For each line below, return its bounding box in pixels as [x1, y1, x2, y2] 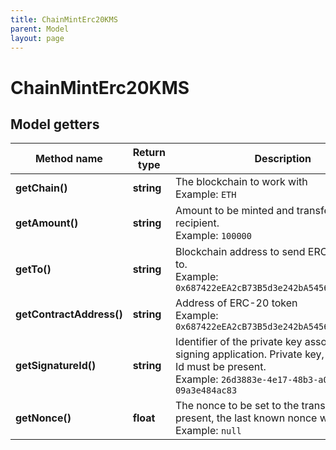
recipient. [174, 216, 220, 230]
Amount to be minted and [174, 204, 295, 218]
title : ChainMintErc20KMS [10, 14, 118, 25]
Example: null [174, 424, 242, 438]
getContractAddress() [15, 307, 123, 321]
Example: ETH [174, 187, 237, 201]
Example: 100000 [174, 229, 252, 243]
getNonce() [15, 411, 72, 425]
